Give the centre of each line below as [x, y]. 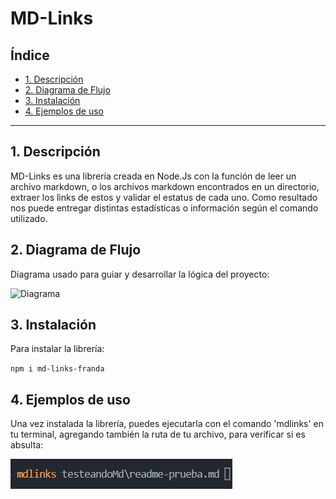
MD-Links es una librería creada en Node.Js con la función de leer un [153, 176]
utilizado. [29, 218]
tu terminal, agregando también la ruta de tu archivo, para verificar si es [158, 434]
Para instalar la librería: [57, 349]
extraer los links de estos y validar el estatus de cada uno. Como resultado [164, 197]
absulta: [27, 445]
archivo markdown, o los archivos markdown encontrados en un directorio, [165, 186]
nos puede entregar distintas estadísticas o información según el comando [164, 208]
